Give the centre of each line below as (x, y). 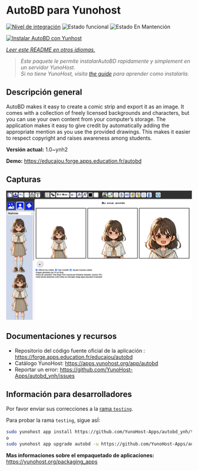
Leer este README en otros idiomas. (51, 49)
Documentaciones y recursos (61, 336)
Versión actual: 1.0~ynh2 (37, 149)
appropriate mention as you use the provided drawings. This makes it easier (98, 131)
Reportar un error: (37, 369)
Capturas (24, 180)
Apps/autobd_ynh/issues (44, 376)
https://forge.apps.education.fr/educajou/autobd (74, 357)
